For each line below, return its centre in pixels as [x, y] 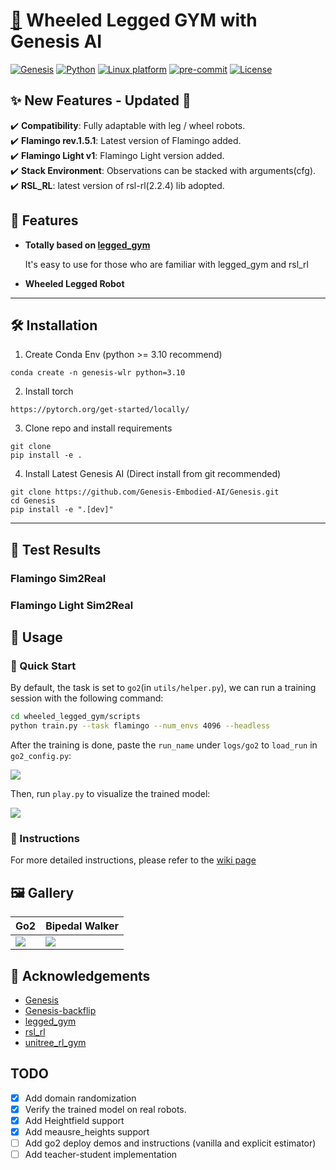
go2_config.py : [41, 756]
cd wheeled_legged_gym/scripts [75, 717]
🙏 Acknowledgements [80, 975]
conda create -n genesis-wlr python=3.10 [98, 373]
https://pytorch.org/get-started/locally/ [100, 410]
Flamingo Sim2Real [58, 578]
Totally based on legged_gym [87, 245]
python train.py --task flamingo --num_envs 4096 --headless [140, 726]
